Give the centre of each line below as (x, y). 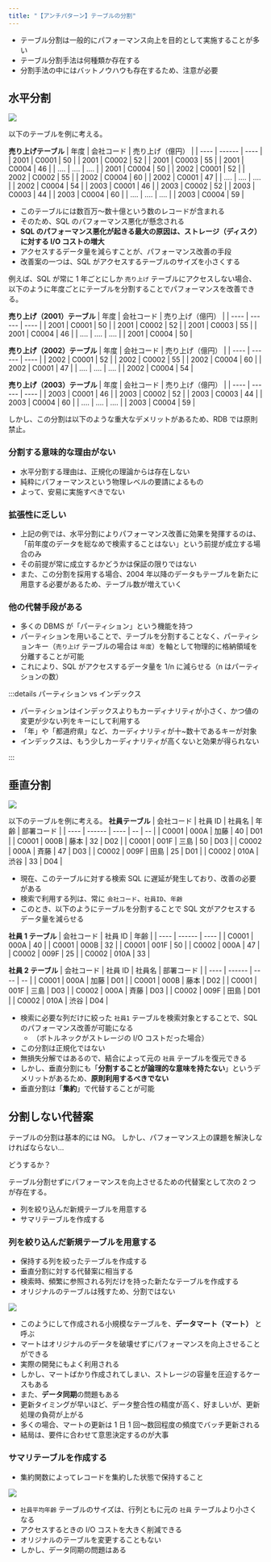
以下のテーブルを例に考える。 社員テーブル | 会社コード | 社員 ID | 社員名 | (131, 821)
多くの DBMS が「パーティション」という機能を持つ (106, 626)
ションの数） (41, 677)
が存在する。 (29, 1191)
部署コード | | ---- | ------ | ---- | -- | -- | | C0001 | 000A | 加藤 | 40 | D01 (142, 831)
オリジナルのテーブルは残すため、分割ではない (98, 1291)
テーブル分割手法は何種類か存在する (80, 60)
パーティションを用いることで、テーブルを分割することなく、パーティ (135, 636)
